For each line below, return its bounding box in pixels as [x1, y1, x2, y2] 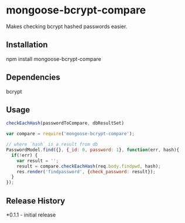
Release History [6, 195, 66, 205]
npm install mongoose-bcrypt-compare [6, 55, 101, 62]
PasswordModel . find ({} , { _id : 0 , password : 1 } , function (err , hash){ [6, 147, 180, 153]
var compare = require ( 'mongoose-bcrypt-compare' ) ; [6, 131, 135, 137]
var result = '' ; [16, 157, 59, 164]
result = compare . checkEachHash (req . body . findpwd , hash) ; [16, 163, 161, 169]
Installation [6, 40, 48, 50]
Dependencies [6, 73, 60, 83]
